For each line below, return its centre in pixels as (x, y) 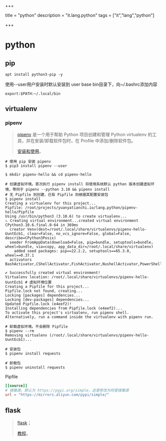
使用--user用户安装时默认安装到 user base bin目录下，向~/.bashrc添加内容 (81, 84)
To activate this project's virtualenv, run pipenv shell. (67, 313)
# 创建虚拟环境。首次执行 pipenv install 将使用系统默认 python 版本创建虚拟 (78, 184)
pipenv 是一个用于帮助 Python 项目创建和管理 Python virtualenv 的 (85, 134)
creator (18, 229)
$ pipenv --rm (20, 331)
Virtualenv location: (27, 277)
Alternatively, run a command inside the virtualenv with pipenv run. (79, 317)
